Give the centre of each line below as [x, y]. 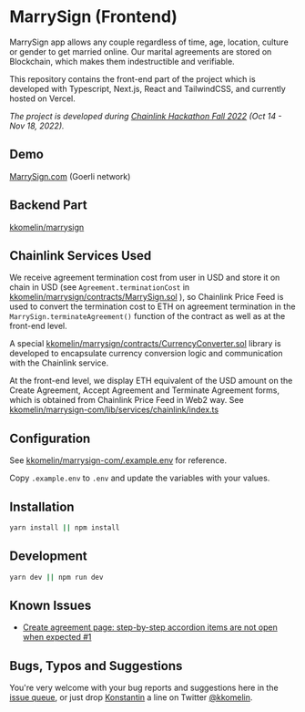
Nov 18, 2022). [37, 126]
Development [49, 557]
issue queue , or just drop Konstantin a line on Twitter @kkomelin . [131, 697]
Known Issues [51, 605]
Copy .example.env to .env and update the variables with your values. [140, 478]
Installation [42, 506]
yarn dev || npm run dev [56, 577]
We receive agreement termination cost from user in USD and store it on [145, 278]
